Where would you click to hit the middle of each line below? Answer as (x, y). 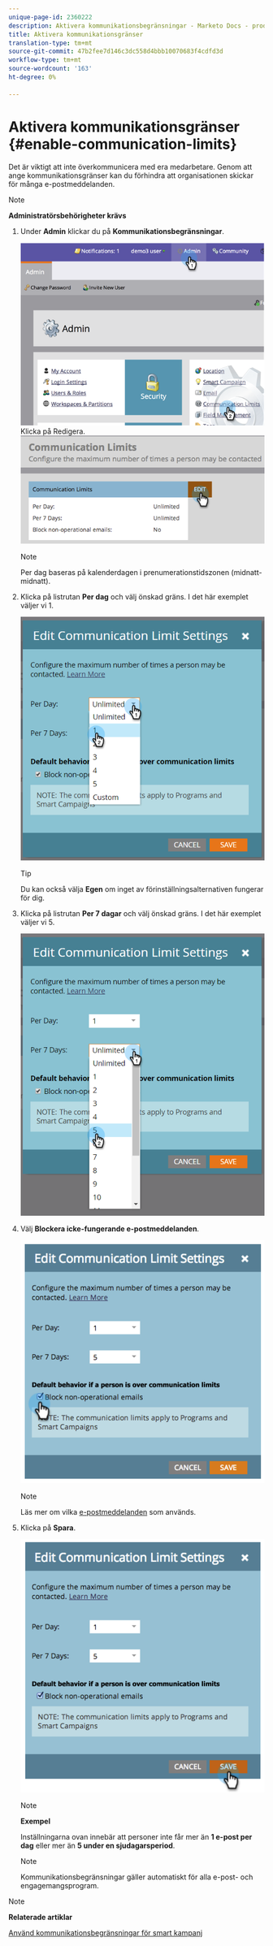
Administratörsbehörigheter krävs (67, 215)
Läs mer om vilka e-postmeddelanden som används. (108, 1512)
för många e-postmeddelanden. (62, 184)
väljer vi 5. (37, 922)
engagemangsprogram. (59, 1886)
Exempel (35, 1821)
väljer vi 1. (37, 605)
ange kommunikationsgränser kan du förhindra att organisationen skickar (131, 175)
